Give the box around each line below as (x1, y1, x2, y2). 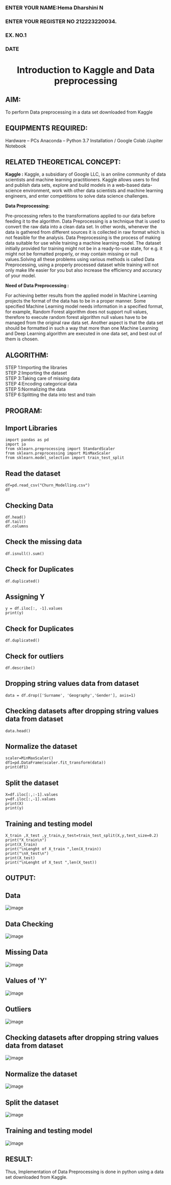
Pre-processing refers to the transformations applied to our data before (5, 213, 156, 219)
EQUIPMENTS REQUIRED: (5, 124, 88, 133)
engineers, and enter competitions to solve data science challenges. (5, 193, 149, 199)
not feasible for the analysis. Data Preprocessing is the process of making (5, 234, 161, 241)
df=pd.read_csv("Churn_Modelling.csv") (5, 483, 90, 488)
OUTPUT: (5, 874, 36, 882)
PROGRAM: (5, 406, 42, 415)
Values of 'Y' (5, 977, 47, 985)
